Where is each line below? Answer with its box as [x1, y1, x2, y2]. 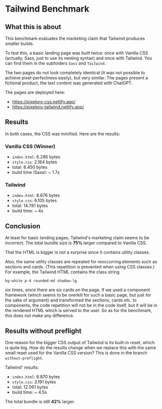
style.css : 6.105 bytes [12, 198, 57, 204]
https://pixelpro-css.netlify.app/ [12, 99, 76, 105]
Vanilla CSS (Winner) [5, 143, 56, 150]
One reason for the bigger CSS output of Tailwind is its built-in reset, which [5, 340, 155, 346]
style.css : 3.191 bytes [12, 379, 56, 385]
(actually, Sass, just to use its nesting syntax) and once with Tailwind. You [5, 55, 152, 61]
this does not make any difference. [5, 313, 74, 318]
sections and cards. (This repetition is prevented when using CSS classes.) [5, 264, 155, 270]
